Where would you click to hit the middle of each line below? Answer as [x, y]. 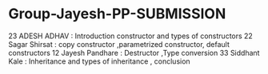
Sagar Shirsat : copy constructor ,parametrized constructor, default [119, 44]
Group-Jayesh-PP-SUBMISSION [117, 14]
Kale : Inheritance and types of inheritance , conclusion [99, 61]
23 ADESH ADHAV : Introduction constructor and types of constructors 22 [131, 36]
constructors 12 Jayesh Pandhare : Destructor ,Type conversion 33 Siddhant [134, 53]
